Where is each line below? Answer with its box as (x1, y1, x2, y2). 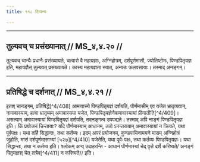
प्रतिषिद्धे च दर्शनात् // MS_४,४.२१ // (6, 87, 112, 97)
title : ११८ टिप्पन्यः (6, 8, 47, 15)
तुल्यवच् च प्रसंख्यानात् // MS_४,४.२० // (6, 42, 123, 52)
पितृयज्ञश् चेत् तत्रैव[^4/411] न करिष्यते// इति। (6, 150, 95, 157)
